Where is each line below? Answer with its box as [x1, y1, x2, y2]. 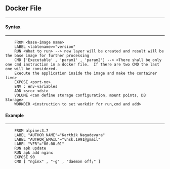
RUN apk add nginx [14, 150, 53, 155]
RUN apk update [14, 146, 47, 151]
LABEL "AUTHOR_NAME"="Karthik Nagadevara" [14, 133, 105, 138]
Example [5, 112, 24, 118]
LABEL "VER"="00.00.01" [14, 141, 65, 147]
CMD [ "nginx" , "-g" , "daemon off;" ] [14, 159, 101, 164]
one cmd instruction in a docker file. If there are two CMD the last [5, 62, 159, 67]
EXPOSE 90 [14, 155, 35, 160]
